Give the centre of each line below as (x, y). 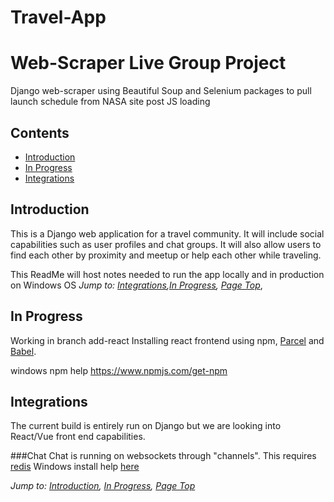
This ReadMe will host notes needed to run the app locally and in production (167, 274)
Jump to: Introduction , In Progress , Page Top (103, 486)
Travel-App (58, 17)
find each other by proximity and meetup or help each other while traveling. (166, 255)
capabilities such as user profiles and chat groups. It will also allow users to (166, 244)
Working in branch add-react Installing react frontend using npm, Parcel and (167, 340)
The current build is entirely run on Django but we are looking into (146, 426)
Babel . (23, 351)
